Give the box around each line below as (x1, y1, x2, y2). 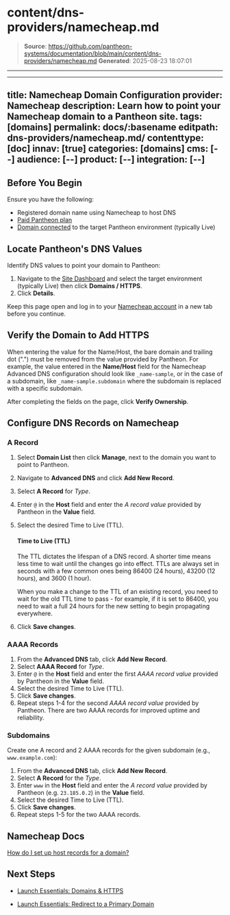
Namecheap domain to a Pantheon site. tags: (7, 111, 203, 123)
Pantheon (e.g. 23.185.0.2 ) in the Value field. (16, 789, 145, 797)
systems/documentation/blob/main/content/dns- (23, 49, 162, 58)
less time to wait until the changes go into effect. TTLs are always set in (16, 559, 219, 567)
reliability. (16, 713, 44, 722)
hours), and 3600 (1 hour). (16, 574, 92, 582)
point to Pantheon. (16, 461, 70, 469)
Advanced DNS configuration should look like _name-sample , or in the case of (7, 369, 223, 378)
